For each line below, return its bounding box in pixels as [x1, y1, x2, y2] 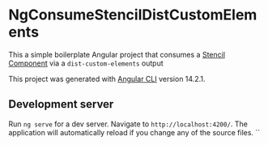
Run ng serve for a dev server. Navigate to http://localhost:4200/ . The [8, 119, 249, 129]
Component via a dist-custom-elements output [8, 58, 164, 68]
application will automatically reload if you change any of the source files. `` [8, 127, 261, 137]
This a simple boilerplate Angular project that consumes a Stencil [8, 49, 225, 59]
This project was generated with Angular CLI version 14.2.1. [8, 74, 206, 83]
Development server [8, 97, 114, 111]
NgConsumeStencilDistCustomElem [8, 6, 257, 24]
